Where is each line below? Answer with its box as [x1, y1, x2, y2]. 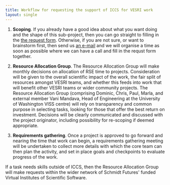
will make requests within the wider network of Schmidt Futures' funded [5, 169, 156, 175]
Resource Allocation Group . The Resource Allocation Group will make [12, 63, 160, 69]
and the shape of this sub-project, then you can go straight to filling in [12, 32, 159, 38]
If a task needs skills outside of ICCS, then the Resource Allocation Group [5, 164, 159, 170]
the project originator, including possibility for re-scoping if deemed [12, 117, 154, 123]
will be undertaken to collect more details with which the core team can [12, 143, 162, 149]
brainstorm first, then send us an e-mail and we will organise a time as [12, 42, 160, 48]
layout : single [5, 12, 38, 17]
